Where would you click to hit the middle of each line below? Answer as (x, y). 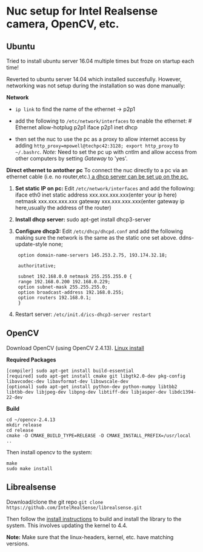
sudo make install (29, 468)
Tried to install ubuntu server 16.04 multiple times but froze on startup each (100, 61)
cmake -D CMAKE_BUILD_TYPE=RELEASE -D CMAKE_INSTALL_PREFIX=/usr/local (98, 436)
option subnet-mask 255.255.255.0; (63, 287)
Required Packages (31, 360)
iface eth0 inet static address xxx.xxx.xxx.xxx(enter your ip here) (96, 195)
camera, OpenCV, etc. (63, 24)
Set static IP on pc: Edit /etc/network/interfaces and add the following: (105, 188)
